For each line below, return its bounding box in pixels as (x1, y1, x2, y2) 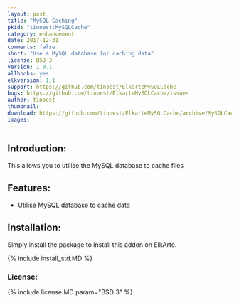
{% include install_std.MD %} (7, 254, 93, 263)
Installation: (7, 221, 62, 233)
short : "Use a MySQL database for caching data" (7, 51, 154, 58)
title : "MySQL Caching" (7, 17, 78, 24)
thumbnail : (7, 103, 40, 110)
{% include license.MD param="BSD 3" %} (7, 288, 133, 297)
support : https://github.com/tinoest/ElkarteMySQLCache (7, 83, 176, 90)
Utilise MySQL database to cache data (17, 201, 130, 210)
